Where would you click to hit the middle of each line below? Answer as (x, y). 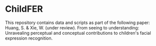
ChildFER (24, 9)
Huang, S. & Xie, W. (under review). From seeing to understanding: (72, 27)
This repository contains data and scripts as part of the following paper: (78, 23)
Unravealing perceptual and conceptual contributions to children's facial (78, 33)
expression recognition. (29, 38)
